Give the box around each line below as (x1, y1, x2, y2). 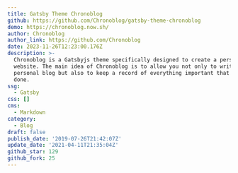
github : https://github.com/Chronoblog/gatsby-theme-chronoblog (7, 17, 201, 24)
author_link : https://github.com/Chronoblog (7, 37, 141, 44)
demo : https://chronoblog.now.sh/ (7, 23, 110, 30)
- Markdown (13, 109, 46, 116)
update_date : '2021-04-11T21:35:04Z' (7, 142, 119, 149)
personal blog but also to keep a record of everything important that (13, 69, 230, 76)
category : (7, 115, 37, 122)
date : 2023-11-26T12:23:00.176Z (7, 43, 103, 50)
